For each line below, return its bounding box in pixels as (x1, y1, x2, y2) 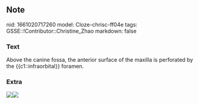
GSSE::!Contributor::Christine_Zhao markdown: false (6, 27, 137, 34)
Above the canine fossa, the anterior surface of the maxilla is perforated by (6, 56, 194, 63)
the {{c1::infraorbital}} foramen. (6, 63, 84, 70)
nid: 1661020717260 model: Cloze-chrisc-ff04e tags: (6, 21, 138, 28)
